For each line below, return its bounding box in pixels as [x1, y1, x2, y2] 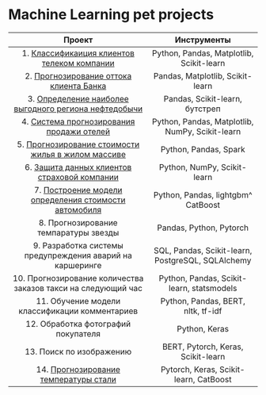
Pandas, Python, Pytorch [157, 222, 249, 233]
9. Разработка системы [32, 240, 124, 251]
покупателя [55, 328, 101, 339]
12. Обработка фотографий [25, 318, 131, 329]
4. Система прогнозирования [21, 116, 135, 127]
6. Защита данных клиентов [25, 161, 132, 172]
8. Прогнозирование [38, 217, 118, 228]
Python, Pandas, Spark [160, 144, 245, 155]
